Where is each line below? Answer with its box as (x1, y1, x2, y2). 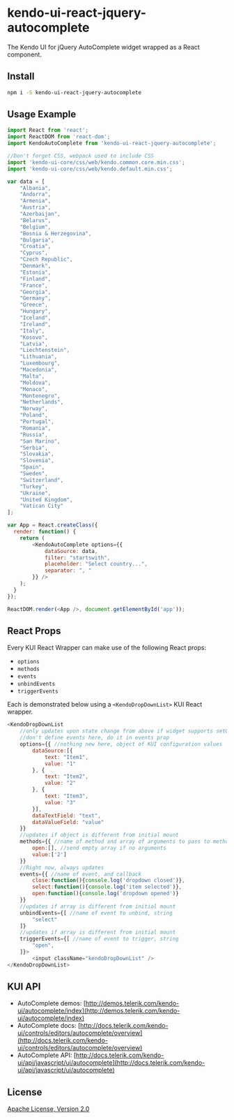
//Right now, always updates (19, 864, 104, 871)
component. (7, 50, 42, 59)
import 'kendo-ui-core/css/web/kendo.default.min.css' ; (7, 165, 173, 172)
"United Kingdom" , (19, 496, 73, 503)
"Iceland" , (19, 314, 52, 322)
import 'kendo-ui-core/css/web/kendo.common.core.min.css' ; (7, 159, 186, 165)
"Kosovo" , (19, 334, 49, 341)
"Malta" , (19, 372, 45, 380)
